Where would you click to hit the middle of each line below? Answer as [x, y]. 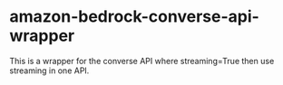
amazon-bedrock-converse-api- [135, 17]
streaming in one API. [49, 71]
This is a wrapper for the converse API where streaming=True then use [142, 61]
